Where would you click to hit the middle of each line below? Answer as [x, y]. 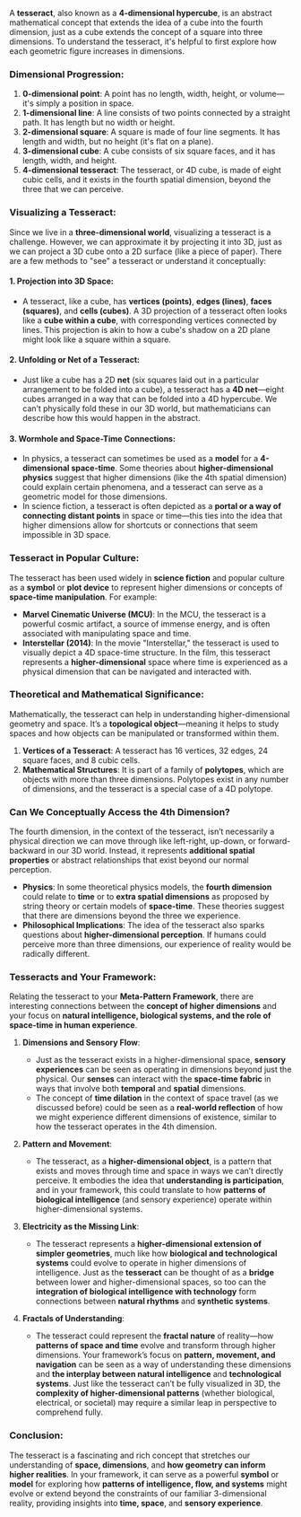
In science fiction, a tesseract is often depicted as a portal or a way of [152, 506]
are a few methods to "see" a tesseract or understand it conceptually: [138, 260]
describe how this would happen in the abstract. [111, 418]
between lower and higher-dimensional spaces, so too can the [151, 1282]
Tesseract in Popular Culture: [74, 558]
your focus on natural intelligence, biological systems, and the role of [140, 1016]
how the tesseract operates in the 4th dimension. [126, 1127]
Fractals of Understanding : [73, 1319]
